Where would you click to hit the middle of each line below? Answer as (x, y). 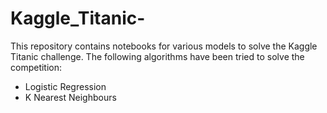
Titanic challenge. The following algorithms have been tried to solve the (157, 56)
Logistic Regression (65, 86)
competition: (36, 67)
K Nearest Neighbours (70, 97)
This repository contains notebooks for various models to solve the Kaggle (164, 46)
